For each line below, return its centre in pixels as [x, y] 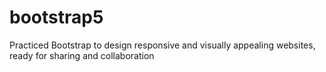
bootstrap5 [56, 17]
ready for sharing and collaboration [82, 55]
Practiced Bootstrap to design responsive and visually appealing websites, [162, 45]
